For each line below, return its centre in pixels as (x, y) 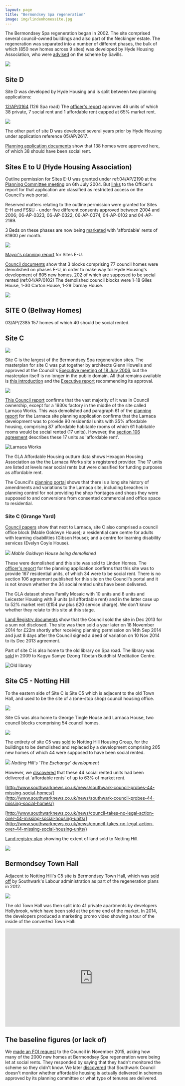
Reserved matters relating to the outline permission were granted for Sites (81, 205)
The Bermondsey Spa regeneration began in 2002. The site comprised (78, 33)
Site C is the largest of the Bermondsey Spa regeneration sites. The (74, 360)
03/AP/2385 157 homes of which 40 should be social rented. (67, 322)
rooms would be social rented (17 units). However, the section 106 (73, 432)
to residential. (19, 503)
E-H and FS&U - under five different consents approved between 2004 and (82, 210)
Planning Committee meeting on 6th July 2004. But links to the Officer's (79, 184)
